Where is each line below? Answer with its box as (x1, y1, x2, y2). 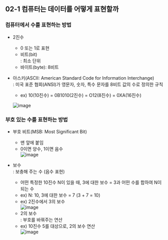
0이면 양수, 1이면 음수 (20, 146, 64, 152)
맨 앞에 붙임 (20, 139, 44, 146)
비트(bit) (20, 51, 38, 57)
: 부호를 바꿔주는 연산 (20, 217, 63, 223)
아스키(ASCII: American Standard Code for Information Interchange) (12, 75, 154, 81)
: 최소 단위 (20, 58, 41, 64)
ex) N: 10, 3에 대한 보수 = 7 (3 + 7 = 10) (20, 192, 101, 198)
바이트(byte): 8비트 (20, 64, 59, 70)
